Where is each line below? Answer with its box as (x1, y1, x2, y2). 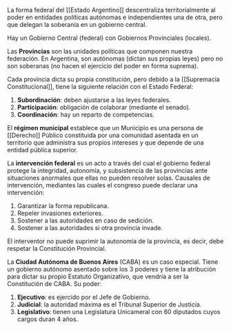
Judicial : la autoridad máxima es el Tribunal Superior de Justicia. (17, 300, 202, 309)
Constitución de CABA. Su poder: (7, 280, 102, 288)
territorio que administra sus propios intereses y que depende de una (7, 138, 204, 147)
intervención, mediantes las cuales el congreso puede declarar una (7, 181, 198, 189)
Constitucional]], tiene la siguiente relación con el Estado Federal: (7, 83, 194, 90)
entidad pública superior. (7, 146, 78, 154)
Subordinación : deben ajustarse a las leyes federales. (17, 96, 171, 104)
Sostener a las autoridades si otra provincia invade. (17, 224, 163, 231)
